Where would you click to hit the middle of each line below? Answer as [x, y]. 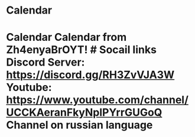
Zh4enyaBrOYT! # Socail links [81, 50]
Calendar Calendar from [66, 37]
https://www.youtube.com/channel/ [97, 100]
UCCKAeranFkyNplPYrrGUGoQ [84, 112]
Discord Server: [45, 62]
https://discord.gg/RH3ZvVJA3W [90, 75]
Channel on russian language [79, 125]
